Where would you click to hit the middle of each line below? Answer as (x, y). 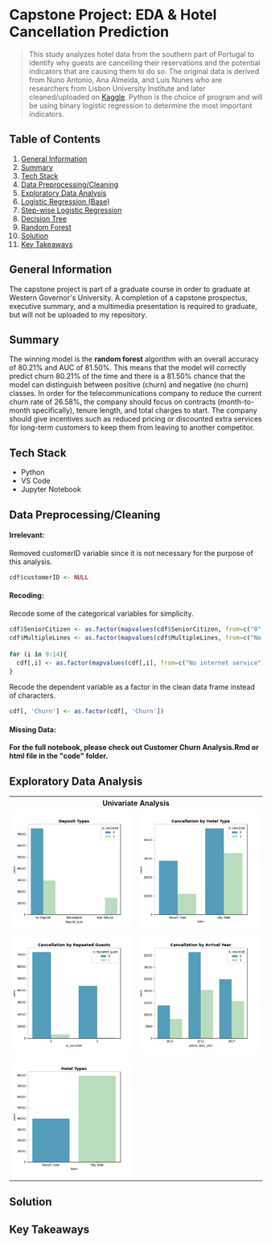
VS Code (35, 481)
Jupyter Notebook (51, 489)
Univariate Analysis (136, 803)
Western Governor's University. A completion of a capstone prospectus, (129, 297)
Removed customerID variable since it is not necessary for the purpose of (131, 553)
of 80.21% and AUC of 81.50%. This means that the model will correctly (128, 368)
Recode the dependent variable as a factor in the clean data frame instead (132, 687)
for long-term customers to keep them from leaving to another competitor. (132, 427)
